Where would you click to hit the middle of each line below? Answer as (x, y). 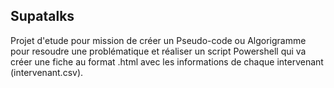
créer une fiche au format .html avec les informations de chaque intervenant (167, 61)
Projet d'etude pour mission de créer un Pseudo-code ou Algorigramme (158, 40)
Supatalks (42, 16)
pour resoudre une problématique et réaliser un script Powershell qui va (158, 51)
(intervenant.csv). (47, 72)
